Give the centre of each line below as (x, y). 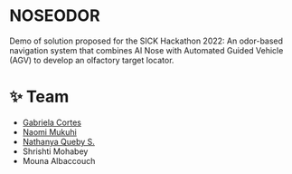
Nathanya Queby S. (58, 141)
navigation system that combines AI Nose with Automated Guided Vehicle (146, 50)
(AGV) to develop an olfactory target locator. (92, 60)
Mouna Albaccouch (59, 160)
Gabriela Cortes (52, 122)
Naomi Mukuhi (49, 131)
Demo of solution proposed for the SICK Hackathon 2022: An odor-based (146, 41)
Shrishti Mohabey (55, 151)
